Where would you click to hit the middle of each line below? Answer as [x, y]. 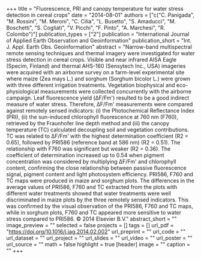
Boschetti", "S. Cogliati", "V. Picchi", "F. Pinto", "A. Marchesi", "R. [86, 28]
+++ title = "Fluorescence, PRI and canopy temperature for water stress [95, 9]
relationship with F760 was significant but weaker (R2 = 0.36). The [88, 149]
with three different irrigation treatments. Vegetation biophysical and [91, 85]
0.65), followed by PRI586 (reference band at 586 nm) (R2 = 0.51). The [93, 142]
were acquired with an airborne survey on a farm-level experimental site [95, 72]
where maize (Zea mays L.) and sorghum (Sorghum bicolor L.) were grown [98, 79]
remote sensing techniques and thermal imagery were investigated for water [101, 53]
